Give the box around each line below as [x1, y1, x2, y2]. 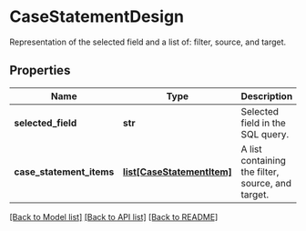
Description [240, 89, 293, 102]
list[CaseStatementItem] [122, 166, 232, 178]
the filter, [240, 166, 280, 178]
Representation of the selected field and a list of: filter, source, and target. [9, 36, 287, 47]
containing [240, 154, 287, 166]
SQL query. [240, 127, 290, 140]
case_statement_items [14, 166, 115, 178]
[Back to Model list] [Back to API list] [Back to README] [9, 211, 219, 222]
